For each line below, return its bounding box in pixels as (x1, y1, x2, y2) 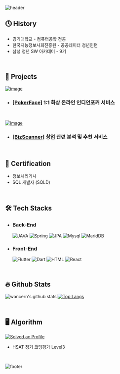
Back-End (12, 221, 37, 228)
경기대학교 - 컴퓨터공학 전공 (12, 36, 66, 42)
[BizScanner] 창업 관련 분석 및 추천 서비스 (12, 133, 108, 140)
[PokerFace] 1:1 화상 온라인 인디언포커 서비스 (12, 99, 115, 106)
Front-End (12, 245, 38, 252)
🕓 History (5, 20, 37, 28)
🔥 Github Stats (5, 280, 51, 289)
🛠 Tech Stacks (5, 204, 52, 213)
